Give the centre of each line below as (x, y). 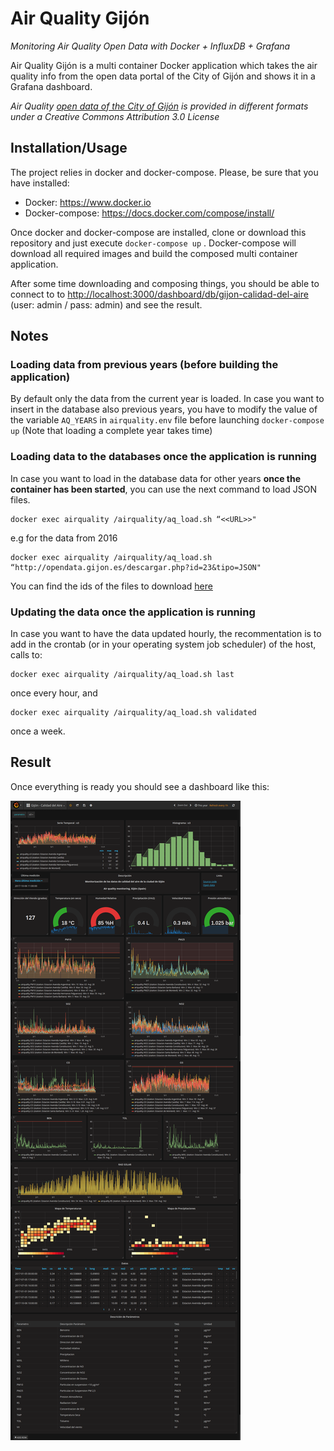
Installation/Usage (69, 148)
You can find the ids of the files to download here (111, 586)
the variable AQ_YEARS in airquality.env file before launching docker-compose (167, 420)
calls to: (26, 655)
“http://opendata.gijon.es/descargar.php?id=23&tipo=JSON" (136, 567)
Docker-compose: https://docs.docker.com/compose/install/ (149, 213)
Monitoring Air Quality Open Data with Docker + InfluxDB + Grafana (150, 46)
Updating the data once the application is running (133, 612)
